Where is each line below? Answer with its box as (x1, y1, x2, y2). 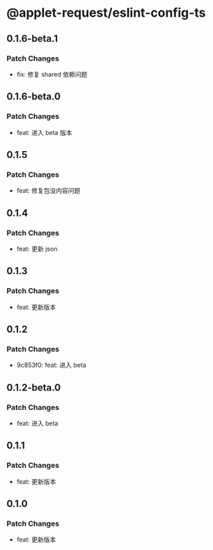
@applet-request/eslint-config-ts (6, 5, 206, 21)
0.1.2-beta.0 (6, 382, 61, 393)
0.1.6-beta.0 (6, 91, 61, 102)
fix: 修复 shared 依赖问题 (16, 70, 88, 78)
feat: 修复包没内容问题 (16, 187, 81, 195)
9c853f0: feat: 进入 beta (16, 361, 86, 370)
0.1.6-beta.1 (6, 33, 58, 45)
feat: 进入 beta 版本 (16, 128, 72, 136)
